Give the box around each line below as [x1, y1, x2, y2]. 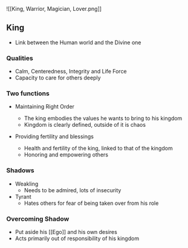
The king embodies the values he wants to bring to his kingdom [24, 115, 183, 122]
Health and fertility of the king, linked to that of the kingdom [24, 145, 173, 152]
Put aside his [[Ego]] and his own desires [15, 229, 118, 235]
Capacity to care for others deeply [15, 74, 101, 81]
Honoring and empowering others [24, 151, 109, 158]
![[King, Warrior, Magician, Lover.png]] [6, 5, 102, 12]
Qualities [6, 54, 33, 62]
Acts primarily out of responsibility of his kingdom [15, 235, 140, 242]
